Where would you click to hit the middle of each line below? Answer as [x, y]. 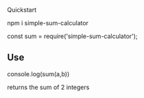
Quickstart [22, 10]
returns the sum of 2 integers [48, 87]
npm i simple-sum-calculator [48, 23]
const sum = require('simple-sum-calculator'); [73, 36]
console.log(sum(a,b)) [38, 73]
